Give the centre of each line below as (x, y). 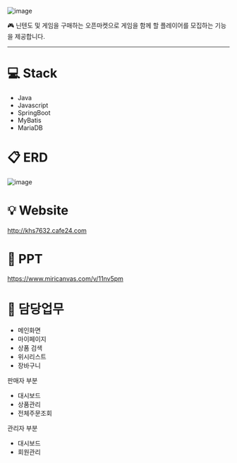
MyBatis (29, 120)
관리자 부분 (23, 428)
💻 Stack (32, 73)
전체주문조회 (35, 413)
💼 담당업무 (36, 309)
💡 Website (38, 211)
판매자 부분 (23, 380)
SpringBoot (34, 112)
